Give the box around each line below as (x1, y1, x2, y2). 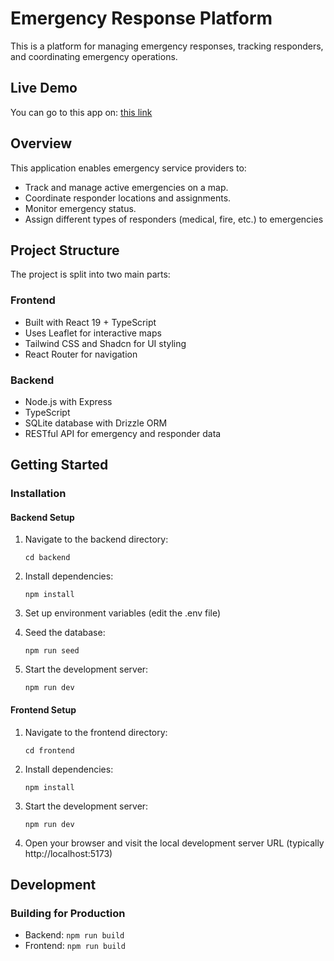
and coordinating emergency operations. (10, 50, 178, 62)
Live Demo (10, 80, 78, 97)
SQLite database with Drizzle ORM (24, 417, 168, 429)
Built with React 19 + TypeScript (24, 316, 157, 328)
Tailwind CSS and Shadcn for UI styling (24, 337, 187, 349)
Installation (10, 487, 67, 501)
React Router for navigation (24, 348, 138, 360)
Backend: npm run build (24, 929, 125, 941)
